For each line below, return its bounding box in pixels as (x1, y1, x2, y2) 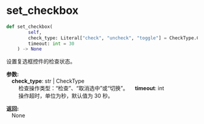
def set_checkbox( (6, 24, 53, 30)
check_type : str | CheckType (12, 77, 85, 85)
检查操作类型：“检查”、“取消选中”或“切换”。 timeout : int (18, 85, 165, 92)
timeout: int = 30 (28, 41, 75, 47)
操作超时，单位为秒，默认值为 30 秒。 (18, 92, 114, 100)
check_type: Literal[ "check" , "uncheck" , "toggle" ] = (28, 34, 167, 41)
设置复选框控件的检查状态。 (6, 58, 76, 65)
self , (28, 29, 42, 35)
